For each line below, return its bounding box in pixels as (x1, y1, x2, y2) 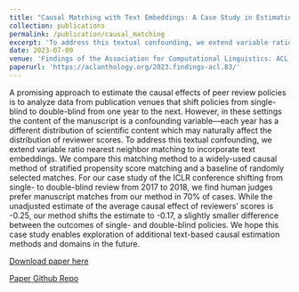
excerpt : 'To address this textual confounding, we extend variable (9, 37, 269, 47)
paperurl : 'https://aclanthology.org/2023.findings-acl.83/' (9, 63, 241, 72)
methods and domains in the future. (9, 238, 141, 249)
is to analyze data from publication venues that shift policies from (9, 96, 249, 107)
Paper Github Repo (9, 272, 79, 283)
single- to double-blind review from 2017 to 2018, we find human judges (9, 182, 273, 192)
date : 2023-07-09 (9, 46, 74, 55)
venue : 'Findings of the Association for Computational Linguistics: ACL (9, 54, 289, 63)
